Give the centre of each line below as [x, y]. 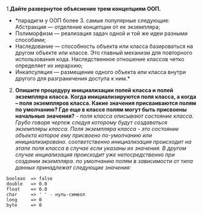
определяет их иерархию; [49, 65]
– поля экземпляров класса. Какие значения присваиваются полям [106, 103]
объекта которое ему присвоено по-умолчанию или [83, 135]
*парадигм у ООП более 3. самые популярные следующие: [92, 20]
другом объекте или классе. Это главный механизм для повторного [104, 53]
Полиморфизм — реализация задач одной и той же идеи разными [101, 33]
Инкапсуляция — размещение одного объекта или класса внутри [100, 72]
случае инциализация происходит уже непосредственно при [95, 155]
